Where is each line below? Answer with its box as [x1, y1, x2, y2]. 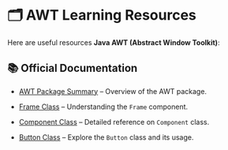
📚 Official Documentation [7, 62, 138, 75]
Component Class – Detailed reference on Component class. [18, 117, 210, 126]
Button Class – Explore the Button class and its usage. [18, 132, 194, 142]
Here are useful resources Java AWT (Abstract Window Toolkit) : [7, 37, 220, 47]
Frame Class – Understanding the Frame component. [18, 102, 189, 111]
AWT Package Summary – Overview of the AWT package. [18, 86, 207, 96]
